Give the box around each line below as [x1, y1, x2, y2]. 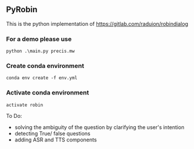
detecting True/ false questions [14, 130, 91, 137]
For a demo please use [6, 35, 72, 43]
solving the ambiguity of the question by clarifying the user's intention [14, 123, 185, 131]
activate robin [6, 102, 44, 108]
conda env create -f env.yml [6, 75, 78, 81]
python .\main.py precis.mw [6, 48, 75, 55]
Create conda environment [6, 62, 84, 70]
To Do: [6, 112, 22, 119]
